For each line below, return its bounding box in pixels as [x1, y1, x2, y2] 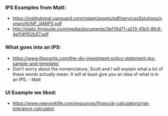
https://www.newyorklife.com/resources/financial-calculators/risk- [12, 100, 150, 106]
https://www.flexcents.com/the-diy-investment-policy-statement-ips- [12, 55, 156, 61]
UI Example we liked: [5, 89, 56, 96]
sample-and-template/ [12, 60, 59, 66]
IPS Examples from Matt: [5, 4, 66, 11]
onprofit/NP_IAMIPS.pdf [12, 20, 62, 26]
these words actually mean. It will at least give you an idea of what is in [12, 71, 159, 77]
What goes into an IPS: [5, 44, 61, 51]
